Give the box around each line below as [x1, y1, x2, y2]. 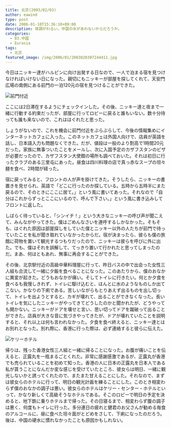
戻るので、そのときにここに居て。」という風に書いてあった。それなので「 [5, 189, 159, 195]
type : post [5, 17, 28, 22]
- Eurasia [10, 41, 31, 46]
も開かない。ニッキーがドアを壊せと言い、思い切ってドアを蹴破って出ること [5, 306, 165, 312]
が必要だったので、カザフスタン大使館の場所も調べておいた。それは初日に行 [5, 153, 165, 159]
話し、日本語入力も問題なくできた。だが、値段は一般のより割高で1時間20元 [5, 140, 164, 146]
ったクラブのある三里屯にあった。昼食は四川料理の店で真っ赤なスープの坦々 [5, 159, 166, 166]
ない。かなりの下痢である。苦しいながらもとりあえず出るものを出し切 [9, 287, 157, 293]
